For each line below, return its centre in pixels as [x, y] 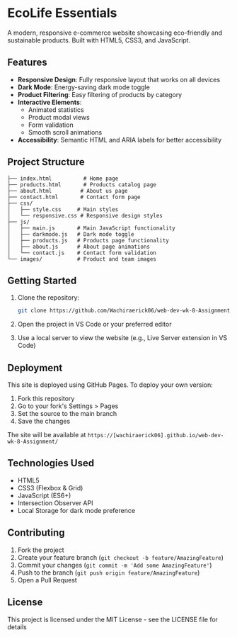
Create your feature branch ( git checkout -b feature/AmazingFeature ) [121, 557]
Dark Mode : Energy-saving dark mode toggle [83, 87]
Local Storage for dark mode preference [76, 510]
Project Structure [46, 162]
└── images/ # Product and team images [82, 259]
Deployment [35, 367]
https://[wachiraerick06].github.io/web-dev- [156, 436]
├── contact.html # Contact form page [74, 197]
